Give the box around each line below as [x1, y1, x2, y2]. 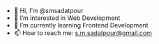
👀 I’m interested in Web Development [13, 14, 121, 22]
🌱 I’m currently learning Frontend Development [13, 21, 149, 29]
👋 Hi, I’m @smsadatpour [13, 7, 84, 14]
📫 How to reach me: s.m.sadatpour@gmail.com [13, 29, 152, 37]
